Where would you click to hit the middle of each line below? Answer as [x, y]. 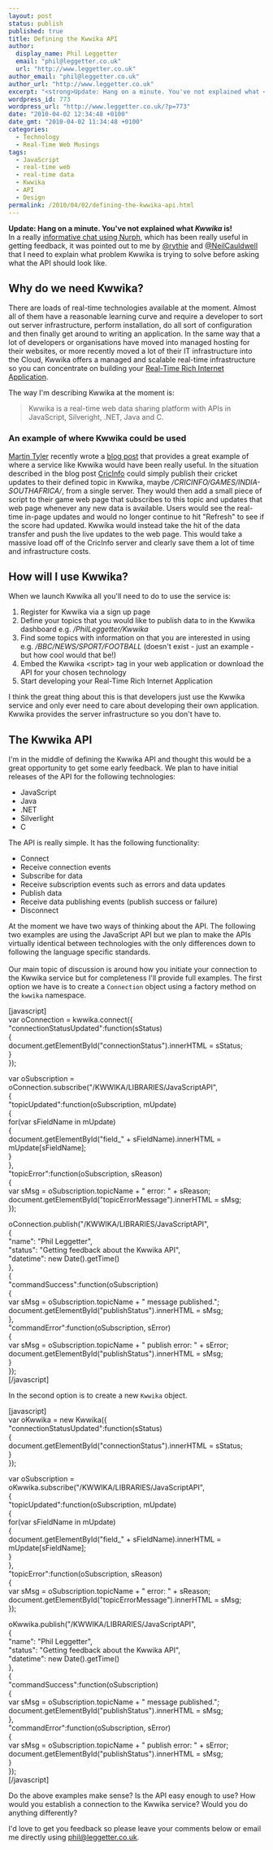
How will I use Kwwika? [68, 577]
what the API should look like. [58, 263]
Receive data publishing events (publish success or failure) [119, 902]
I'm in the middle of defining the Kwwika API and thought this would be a [130, 759]
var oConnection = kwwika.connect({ [71, 1020]
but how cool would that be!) [68, 655]
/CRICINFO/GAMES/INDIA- [216, 482]
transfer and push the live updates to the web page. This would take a [125, 534]
